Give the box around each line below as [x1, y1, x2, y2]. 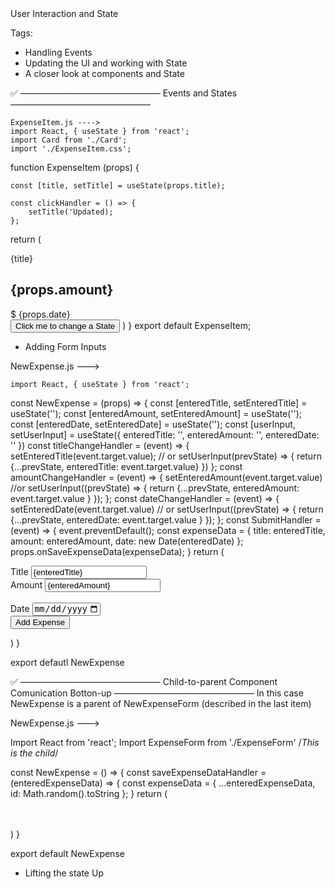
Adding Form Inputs [24, 340, 107, 352]
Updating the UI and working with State [24, 57, 188, 69]
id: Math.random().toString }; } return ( [10, 788, 168, 800]
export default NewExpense [10, 848, 125, 860]
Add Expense [15, 617, 66, 628]
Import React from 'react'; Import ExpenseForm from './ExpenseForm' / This [10, 737, 320, 749]
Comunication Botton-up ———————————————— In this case [10, 687, 304, 699]
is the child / [10, 747, 59, 759]
